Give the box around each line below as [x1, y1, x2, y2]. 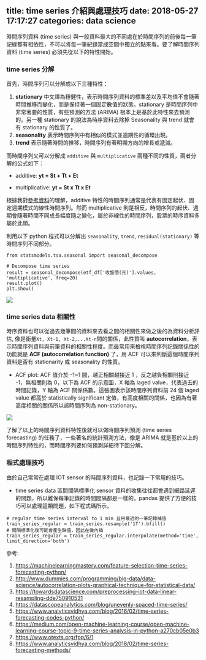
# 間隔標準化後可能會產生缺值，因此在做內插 [6, 527, 104, 533]
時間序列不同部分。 [6, 240, 55, 248]
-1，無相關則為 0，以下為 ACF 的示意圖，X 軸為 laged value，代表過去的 [15, 379, 198, 386]
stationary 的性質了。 [22, 124, 77, 131]
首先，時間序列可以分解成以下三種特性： [6, 80, 109, 88]
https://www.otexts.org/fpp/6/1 [15, 633, 94, 640]
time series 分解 [6, 65, 55, 74]
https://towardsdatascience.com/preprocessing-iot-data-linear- [15, 588, 177, 595]
